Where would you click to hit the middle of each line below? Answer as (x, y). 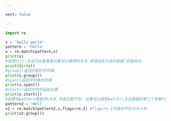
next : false (18, 14)
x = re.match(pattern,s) (32, 52)
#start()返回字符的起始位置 (32, 90)
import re (16, 33)
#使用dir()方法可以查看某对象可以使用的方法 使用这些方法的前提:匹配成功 (73, 61)
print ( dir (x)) (20, 66)
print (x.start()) (24, 94)
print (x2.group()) (25, 113)
